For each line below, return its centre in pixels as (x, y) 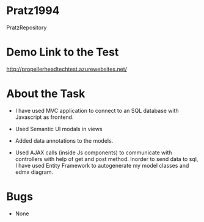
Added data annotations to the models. (64, 140)
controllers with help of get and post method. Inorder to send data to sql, (107, 159)
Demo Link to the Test (63, 52)
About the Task (46, 94)
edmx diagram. (34, 172)
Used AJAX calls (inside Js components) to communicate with (93, 152)
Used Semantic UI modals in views (59, 129)
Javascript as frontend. (44, 117)
